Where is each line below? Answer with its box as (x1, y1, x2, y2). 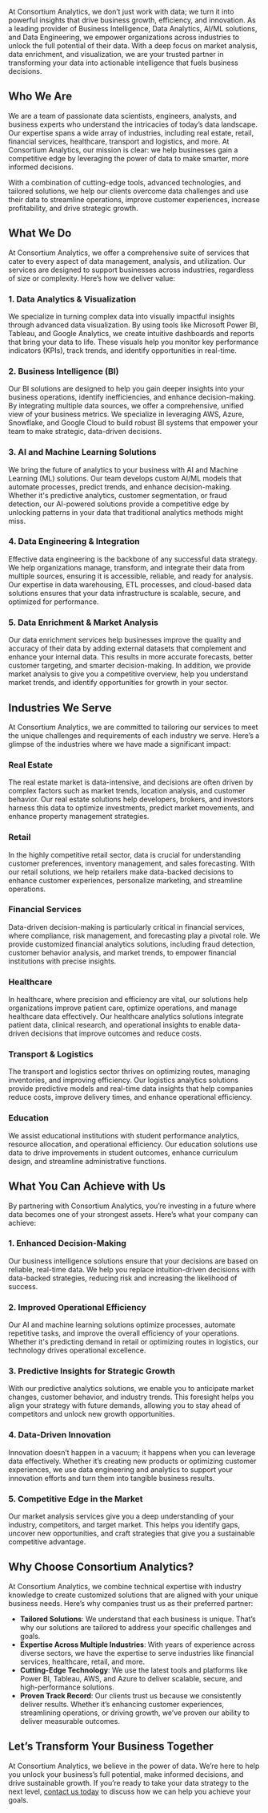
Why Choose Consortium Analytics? (8, 1560, 194, 1574)
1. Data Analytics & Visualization (8, 293, 137, 304)
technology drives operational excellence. (8, 1345, 146, 1355)
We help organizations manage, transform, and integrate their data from (8, 562, 246, 572)
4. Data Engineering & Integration (8, 536, 140, 547)
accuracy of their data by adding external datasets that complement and (8, 643, 246, 653)
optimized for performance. (8, 597, 99, 606)
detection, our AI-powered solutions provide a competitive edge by (8, 499, 230, 509)
